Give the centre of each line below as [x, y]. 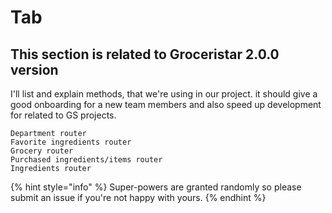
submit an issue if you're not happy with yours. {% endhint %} [138, 197]
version [34, 69]
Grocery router [42, 151]
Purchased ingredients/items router [86, 160]
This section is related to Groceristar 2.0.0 [145, 54]
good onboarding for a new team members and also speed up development [166, 104]
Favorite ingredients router [71, 142]
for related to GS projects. [63, 115]
